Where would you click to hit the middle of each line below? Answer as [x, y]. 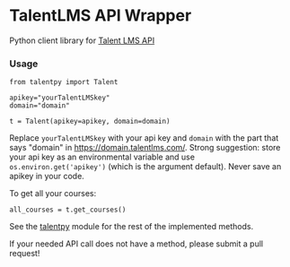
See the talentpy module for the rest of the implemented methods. [132, 227]
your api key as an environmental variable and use [102, 157]
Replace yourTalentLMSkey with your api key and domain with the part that [144, 138]
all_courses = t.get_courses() [68, 210]
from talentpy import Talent [64, 82]
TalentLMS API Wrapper [101, 16]
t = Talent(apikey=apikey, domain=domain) [90, 122]
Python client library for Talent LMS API [82, 40]
